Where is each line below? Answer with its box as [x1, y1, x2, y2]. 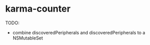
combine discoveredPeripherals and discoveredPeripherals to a [12, 29, 145, 35]
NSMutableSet [12, 35, 43, 41]
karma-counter [5, 3, 71, 15]
